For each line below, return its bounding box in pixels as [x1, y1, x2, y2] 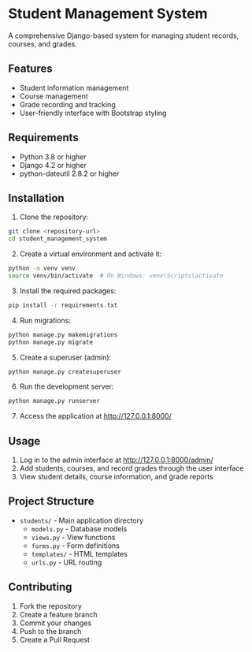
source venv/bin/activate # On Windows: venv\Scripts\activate [8, 272, 224, 280]
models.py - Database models [31, 523, 128, 533]
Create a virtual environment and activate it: [19, 249, 162, 259]
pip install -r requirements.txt [8, 301, 118, 309]
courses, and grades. [8, 39, 77, 48]
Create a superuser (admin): [19, 352, 112, 362]
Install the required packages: [19, 285, 117, 296]
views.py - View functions [31, 532, 116, 542]
